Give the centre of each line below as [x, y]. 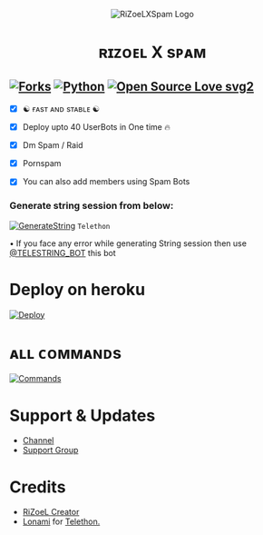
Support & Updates [83, 416]
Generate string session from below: [92, 206]
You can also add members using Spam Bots [106, 182]
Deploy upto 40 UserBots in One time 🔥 [96, 127]
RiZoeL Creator [51, 512]
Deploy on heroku [78, 289]
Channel [38, 441]
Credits [38, 487]
